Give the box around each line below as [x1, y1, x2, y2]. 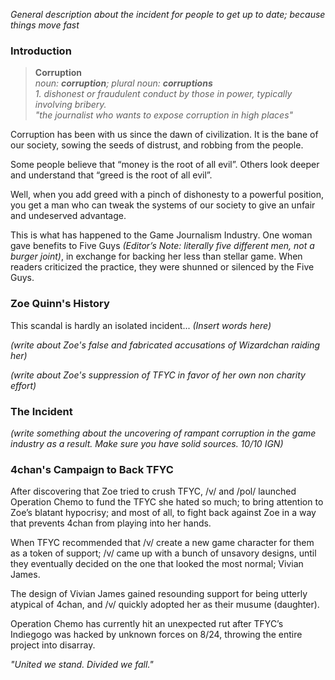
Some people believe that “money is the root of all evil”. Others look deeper [10, 159, 320, 171]
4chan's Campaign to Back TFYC [10, 462, 174, 476]
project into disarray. [10, 639, 96, 651]
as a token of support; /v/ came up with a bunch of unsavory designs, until [10, 547, 317, 559]
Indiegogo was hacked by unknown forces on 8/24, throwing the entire [10, 629, 303, 641]
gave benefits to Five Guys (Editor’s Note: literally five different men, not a [10, 240, 315, 252]
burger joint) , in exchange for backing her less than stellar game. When [10, 250, 303, 263]
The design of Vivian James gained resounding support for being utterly [10, 588, 308, 600]
